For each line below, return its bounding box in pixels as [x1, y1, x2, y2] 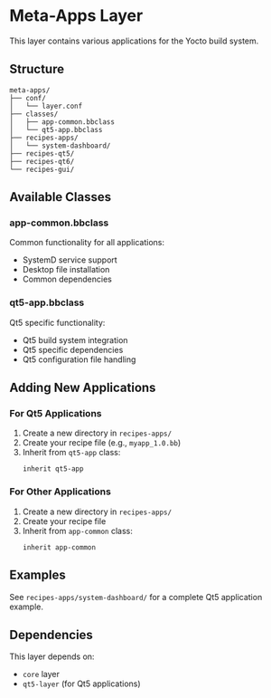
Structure [9, 62, 65, 77]
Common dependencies [22, 273, 113, 285]
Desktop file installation [22, 264, 110, 275]
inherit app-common [22, 542, 97, 552]
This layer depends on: [9, 651, 95, 662]
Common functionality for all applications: [9, 237, 165, 248]
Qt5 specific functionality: [9, 317, 106, 328]
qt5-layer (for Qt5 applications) [22, 678, 142, 689]
